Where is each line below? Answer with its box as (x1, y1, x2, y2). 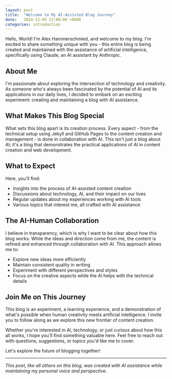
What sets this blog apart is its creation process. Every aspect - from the (5, 125, 159, 131)
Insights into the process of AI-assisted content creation (12, 185, 132, 191)
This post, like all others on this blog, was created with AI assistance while (5, 363, 163, 369)
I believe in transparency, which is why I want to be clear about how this (5, 230, 157, 236)
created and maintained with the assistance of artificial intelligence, (5, 47, 148, 53)
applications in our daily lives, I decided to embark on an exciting (5, 92, 142, 98)
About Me (5, 67, 37, 76)
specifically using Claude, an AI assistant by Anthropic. (5, 52, 121, 58)
